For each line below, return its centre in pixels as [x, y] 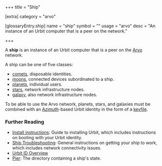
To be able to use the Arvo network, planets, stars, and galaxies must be [78, 104]
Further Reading [25, 122]
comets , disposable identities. [42, 74]
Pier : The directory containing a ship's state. [57, 158]
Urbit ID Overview [30, 153]
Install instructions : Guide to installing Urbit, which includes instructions [84, 132]
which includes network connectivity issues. [57, 148]
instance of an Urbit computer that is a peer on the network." [66, 31]
